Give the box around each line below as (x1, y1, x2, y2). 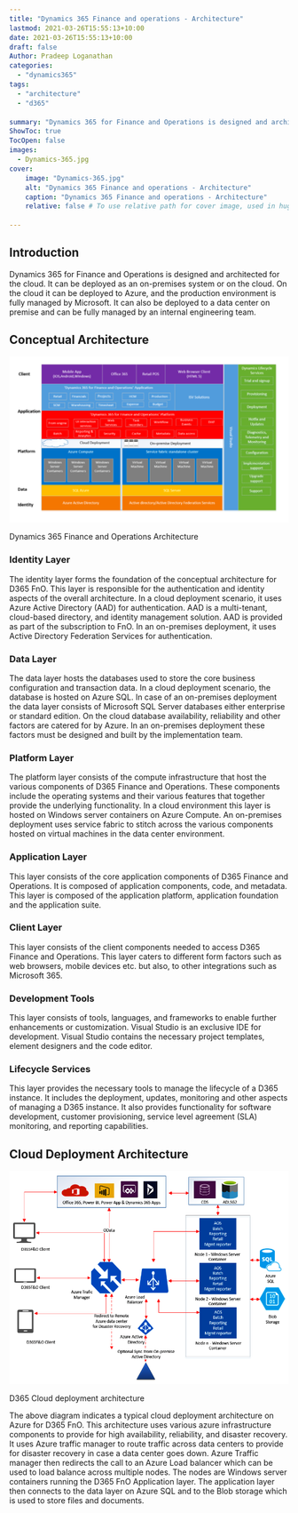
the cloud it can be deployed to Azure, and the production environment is (9, 287, 277, 298)
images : (9, 146, 38, 155)
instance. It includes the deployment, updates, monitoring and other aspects (9, 1093, 288, 1103)
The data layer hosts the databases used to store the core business (9, 672, 255, 684)
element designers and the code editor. (9, 1041, 153, 1052)
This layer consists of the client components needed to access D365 (9, 941, 261, 952)
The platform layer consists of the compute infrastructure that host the (9, 772, 267, 782)
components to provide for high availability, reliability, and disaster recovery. (9, 1429, 288, 1439)
